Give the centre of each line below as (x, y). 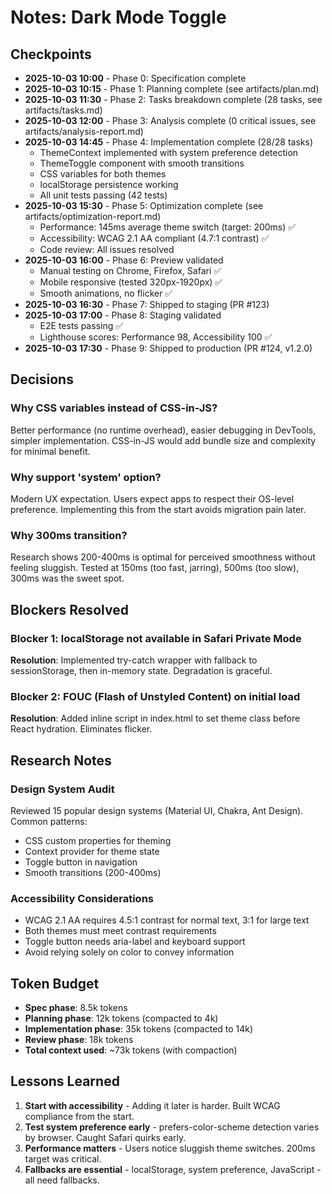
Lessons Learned (65, 1081)
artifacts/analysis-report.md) (84, 131)
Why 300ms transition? (69, 535)
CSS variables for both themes (103, 174)
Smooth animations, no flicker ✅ (106, 293)
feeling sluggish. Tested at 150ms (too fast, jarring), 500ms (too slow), (155, 568)
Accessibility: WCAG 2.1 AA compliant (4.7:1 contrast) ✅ (154, 238)
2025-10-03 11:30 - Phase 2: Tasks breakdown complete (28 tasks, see (173, 99)
